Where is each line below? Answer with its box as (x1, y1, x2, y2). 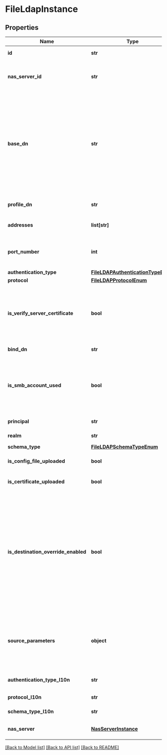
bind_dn (7, 346, 27, 352)
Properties (5, 23, 39, 32)
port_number (7, 249, 40, 255)
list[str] (91, 222, 109, 228)
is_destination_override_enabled (7, 548, 86, 555)
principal (7, 418, 29, 424)
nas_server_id (7, 73, 42, 80)
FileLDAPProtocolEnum (91, 277, 147, 284)
